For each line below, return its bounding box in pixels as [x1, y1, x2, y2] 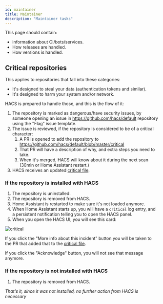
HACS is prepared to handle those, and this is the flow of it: [5, 101, 124, 107]
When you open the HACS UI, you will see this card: [12, 217, 117, 222]
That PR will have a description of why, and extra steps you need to [19, 147, 155, 152]
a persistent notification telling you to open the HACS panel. [12, 211, 133, 217]
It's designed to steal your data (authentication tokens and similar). [12, 86, 147, 92]
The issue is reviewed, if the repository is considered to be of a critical [12, 126, 154, 132]
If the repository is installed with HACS [5, 179, 99, 186]
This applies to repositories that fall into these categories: [5, 77, 121, 83]
